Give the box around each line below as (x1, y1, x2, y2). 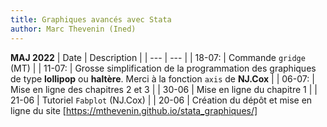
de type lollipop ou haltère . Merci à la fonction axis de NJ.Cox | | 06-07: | (10, 72, 315, 85)
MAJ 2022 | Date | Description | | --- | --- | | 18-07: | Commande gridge (10, 51, 306, 63)
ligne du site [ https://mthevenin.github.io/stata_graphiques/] (10, 104, 258, 116)
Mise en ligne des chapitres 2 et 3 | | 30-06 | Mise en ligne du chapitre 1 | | (10, 83, 318, 95)
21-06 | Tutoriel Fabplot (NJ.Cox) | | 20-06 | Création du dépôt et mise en (10, 94, 313, 106)
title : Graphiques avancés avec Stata (10, 14, 172, 25)
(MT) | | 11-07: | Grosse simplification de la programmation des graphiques (10, 62, 317, 74)
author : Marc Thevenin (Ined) (10, 24, 137, 34)
